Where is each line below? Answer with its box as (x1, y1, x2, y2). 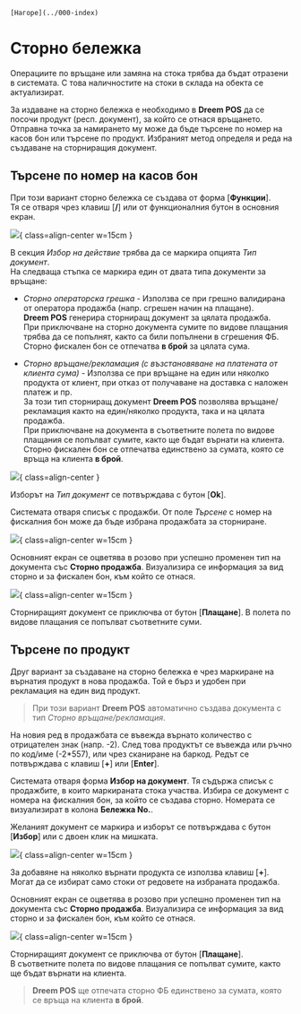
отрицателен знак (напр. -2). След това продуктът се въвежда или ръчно (10, 739, 292, 750)
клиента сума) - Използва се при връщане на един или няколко (22, 368, 270, 378)
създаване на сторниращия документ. (10, 142, 158, 152)
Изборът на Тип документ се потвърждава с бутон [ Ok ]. (10, 489, 227, 499)
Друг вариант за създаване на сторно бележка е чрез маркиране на (10, 666, 274, 677)
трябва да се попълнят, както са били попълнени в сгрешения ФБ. (22, 331, 279, 342)
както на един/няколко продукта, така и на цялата (72, 405, 265, 416)
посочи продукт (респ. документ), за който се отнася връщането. (10, 113, 263, 125)
